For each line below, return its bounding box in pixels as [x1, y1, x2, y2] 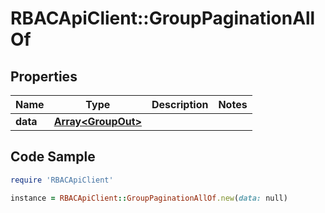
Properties [10, 68, 78, 85]
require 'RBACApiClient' [10, 175, 114, 185]
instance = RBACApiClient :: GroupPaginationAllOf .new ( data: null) [10, 193, 288, 203]
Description [151, 98, 209, 111]
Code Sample [10, 148, 96, 166]
